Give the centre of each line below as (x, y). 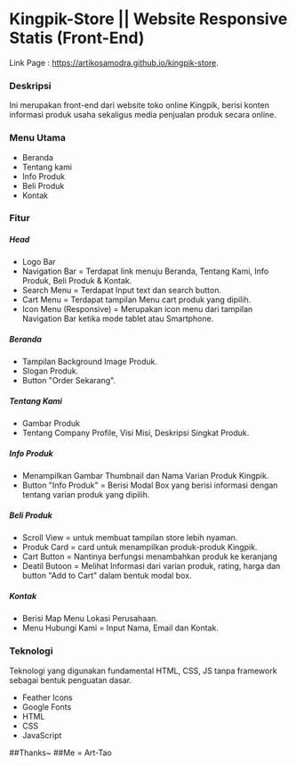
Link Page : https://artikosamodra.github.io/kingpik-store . (114, 62)
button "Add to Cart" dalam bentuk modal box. (107, 576)
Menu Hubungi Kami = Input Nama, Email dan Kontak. (120, 628)
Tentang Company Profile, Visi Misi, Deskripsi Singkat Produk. (136, 433)
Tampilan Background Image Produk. (90, 362)
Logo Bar (39, 262)
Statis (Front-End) (77, 38)
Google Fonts (47, 707)
